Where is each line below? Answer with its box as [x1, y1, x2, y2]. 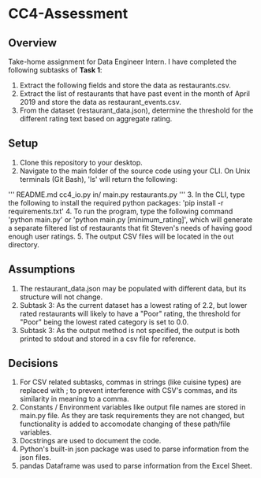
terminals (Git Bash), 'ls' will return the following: [19, 174, 177, 183]
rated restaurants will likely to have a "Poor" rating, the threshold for [19, 309, 241, 318]
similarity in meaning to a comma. [19, 395, 129, 404]
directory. [8, 239, 39, 249]
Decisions [8, 357, 58, 370]
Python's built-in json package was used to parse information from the [19, 444, 250, 454]
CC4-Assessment [8, 5, 129, 23]
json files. [19, 453, 51, 462]
